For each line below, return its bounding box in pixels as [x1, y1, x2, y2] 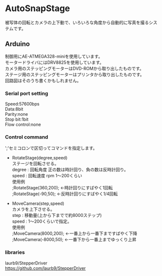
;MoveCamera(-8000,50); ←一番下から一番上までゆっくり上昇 [12, 237, 137, 243]
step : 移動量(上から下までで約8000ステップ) [12, 213, 102, 218]
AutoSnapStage [5, 3, 70, 14]
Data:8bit [5, 106, 23, 112]
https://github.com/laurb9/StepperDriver [5, 265, 86, 271]
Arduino [5, 40, 30, 48]
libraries [5, 249, 25, 256]
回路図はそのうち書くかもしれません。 [5, 77, 81, 83]
